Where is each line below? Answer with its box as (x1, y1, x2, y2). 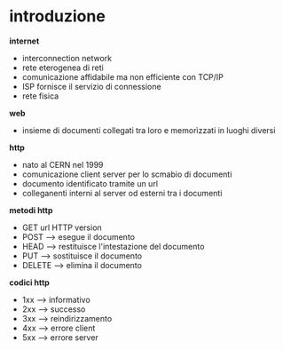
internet (9, 36, 40, 46)
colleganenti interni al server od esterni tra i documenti (21, 187, 223, 198)
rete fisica (21, 91, 59, 101)
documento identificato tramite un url (21, 178, 158, 188)
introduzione (9, 6, 106, 27)
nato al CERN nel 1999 (21, 159, 104, 170)
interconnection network (21, 52, 113, 63)
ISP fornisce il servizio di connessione (21, 81, 161, 91)
